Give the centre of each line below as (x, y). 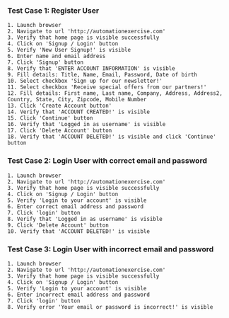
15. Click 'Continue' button (50, 118)
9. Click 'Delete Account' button (58, 225)
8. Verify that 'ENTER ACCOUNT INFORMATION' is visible (91, 69)
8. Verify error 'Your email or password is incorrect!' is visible (110, 307)
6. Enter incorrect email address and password (79, 295)
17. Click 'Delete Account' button (60, 131)
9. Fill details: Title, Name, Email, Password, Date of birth (102, 75)
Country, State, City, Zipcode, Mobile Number (77, 100)
